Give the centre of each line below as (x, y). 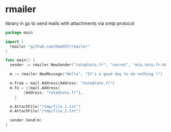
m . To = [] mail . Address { (35, 88)
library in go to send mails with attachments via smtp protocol (70, 23)
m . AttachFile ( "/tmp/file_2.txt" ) (45, 111)
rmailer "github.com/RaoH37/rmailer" (50, 47)
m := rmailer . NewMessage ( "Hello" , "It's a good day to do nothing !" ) (86, 74)
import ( (15, 41)
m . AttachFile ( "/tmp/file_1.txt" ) (45, 106)
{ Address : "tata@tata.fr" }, (53, 93)
